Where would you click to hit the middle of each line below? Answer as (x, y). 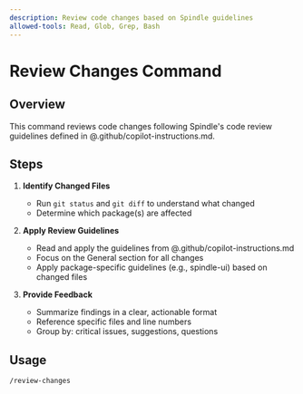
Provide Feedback (57, 294)
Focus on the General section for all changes (120, 258)
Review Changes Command (116, 71)
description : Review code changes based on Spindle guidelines (132, 18)
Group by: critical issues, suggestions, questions (127, 332)
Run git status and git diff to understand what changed (146, 204)
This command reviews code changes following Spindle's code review (141, 126)
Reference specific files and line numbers (114, 322)
